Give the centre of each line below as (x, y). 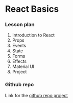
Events (19, 46)
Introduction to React (33, 35)
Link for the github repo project (36, 95)
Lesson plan (20, 25)
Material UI (23, 67)
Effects (19, 61)
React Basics (32, 9)
